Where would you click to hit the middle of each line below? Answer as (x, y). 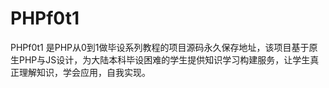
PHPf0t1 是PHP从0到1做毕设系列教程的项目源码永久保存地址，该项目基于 (160, 47)
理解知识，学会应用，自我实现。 (84, 72)
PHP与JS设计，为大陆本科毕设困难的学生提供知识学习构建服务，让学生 (164, 59)
